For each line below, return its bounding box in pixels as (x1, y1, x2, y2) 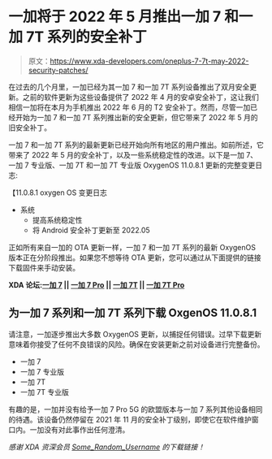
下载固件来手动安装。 (8, 262, 80, 272)
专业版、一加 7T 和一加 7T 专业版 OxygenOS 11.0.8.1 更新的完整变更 (30, 160, 256, 170)
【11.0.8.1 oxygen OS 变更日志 (8, 188, 107, 197)
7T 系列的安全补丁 (25, 28, 148, 46)
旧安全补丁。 (8, 123, 51, 132)
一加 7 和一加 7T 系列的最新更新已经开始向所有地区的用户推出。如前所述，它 (8, 140, 264, 149)
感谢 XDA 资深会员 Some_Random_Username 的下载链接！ (8, 442, 205, 452)
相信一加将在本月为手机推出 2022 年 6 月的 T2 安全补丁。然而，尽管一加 (8, 102, 251, 112)
